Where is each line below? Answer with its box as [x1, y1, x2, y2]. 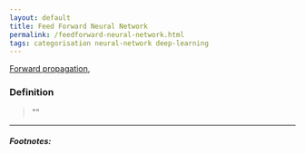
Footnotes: [9, 136, 52, 147]
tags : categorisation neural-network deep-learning [9, 38, 209, 48]
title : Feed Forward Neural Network [9, 22, 148, 31]
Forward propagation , [9, 63, 91, 74]
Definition [9, 86, 54, 99]
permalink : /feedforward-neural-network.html [9, 30, 184, 39]
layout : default [9, 13, 71, 23]
